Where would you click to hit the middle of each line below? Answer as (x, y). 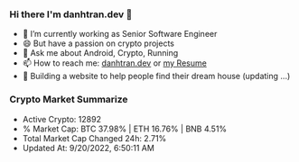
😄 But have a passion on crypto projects (98, 43)
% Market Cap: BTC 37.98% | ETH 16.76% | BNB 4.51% (125, 129)
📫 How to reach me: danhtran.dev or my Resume (115, 63)
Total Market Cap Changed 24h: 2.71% (94, 138)
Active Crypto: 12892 (62, 119)
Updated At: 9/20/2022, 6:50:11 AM (89, 148)
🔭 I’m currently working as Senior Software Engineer (120, 34)
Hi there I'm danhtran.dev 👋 (71, 14)
